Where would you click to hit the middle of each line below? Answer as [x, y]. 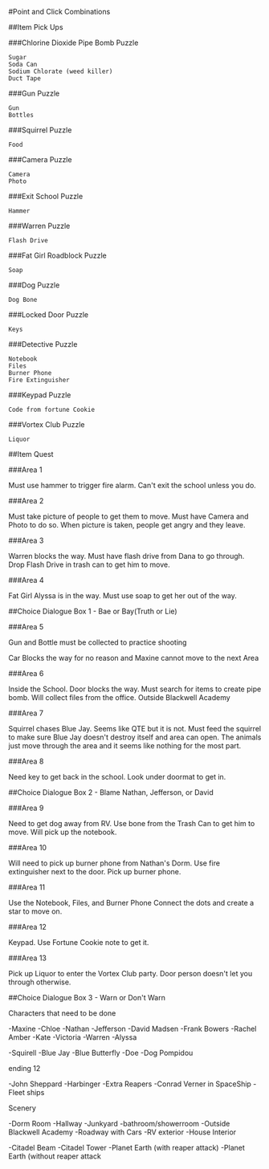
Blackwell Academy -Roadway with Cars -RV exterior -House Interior [122, 1132]
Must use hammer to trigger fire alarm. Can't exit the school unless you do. [132, 485]
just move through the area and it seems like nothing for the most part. [125, 745]
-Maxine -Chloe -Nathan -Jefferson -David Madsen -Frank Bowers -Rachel [132, 1028]
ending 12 [24, 1068]
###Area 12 [27, 927]
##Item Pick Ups [36, 27]
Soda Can [23, 64]
